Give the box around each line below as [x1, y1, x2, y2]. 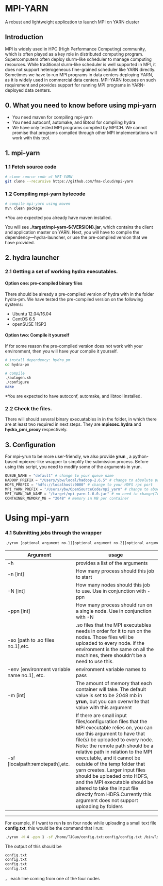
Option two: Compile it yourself [5, 332, 69, 338]
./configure [5, 380, 29, 385]
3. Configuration [5, 440, 56, 449]
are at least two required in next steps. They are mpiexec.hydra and [5, 421, 142, 427]
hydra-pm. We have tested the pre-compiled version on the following [5, 296, 143, 302]
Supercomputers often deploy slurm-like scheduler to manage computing [5, 56, 152, 62]
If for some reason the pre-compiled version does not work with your [5, 343, 143, 349]
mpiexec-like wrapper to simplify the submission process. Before [18, 459, 149, 465]
